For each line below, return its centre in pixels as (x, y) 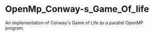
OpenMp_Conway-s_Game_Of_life (77, 9)
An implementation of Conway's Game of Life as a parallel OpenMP (74, 23)
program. (15, 28)
